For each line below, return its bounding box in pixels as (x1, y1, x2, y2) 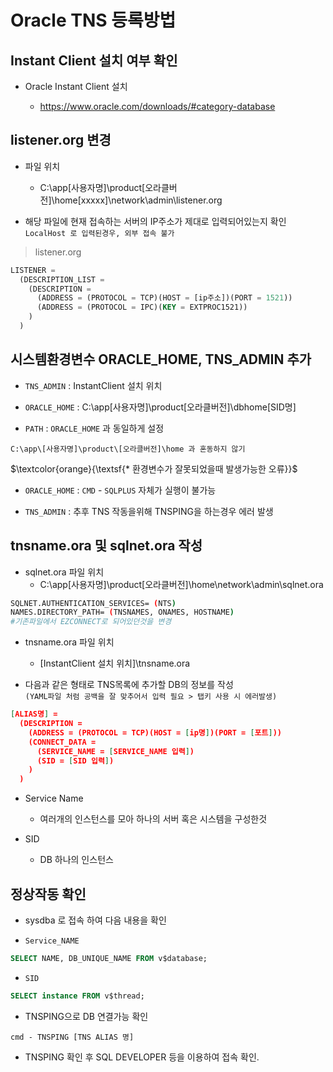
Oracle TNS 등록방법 (10, 9, 177, 32)
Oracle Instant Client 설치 (24, 81, 128, 92)
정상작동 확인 (10, 886, 87, 903)
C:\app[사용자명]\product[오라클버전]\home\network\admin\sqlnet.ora (39, 578, 324, 590)
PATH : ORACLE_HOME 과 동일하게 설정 (24, 422, 165, 434)
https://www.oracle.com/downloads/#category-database (39, 101, 276, 112)
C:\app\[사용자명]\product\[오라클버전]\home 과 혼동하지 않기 (10, 444, 246, 454)
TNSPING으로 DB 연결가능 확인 (24, 1010, 149, 1022)
